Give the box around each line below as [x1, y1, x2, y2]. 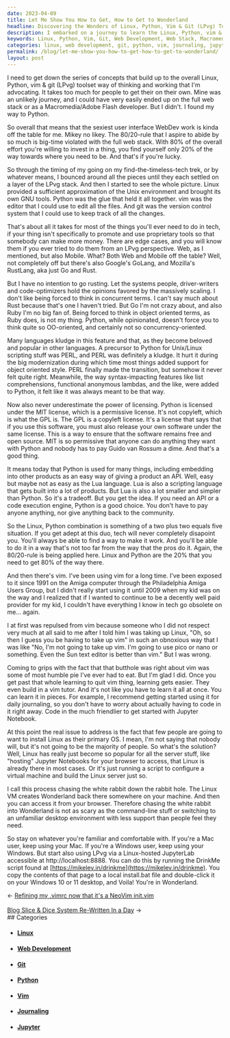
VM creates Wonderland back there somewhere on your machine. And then [7, 792, 220, 800]
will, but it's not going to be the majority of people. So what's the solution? [7, 742, 217, 750]
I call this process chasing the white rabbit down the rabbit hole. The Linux [7, 784, 218, 793]
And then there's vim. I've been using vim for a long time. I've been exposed [7, 571, 222, 580]
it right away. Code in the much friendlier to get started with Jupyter [7, 707, 199, 715]
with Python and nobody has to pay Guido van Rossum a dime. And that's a [7, 444, 220, 452]
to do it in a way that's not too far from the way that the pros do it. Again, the [7, 543, 222, 552]
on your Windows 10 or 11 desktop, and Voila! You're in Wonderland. [7, 878, 199, 886]
